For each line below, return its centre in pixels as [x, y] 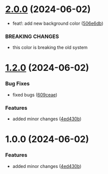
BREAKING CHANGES [32, 36]
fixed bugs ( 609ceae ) [35, 95]
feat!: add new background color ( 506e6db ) [58, 23]
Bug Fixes [18, 83]
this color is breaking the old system [50, 48]
